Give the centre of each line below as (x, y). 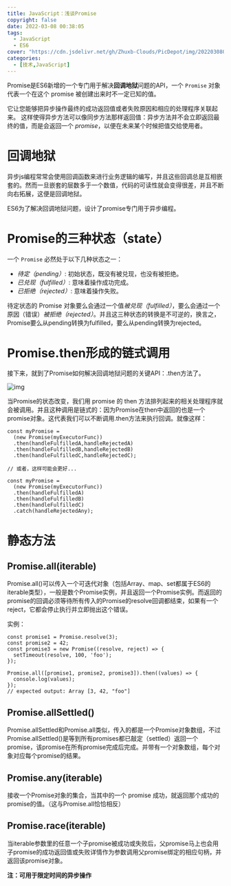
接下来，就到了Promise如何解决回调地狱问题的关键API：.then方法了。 (106, 373)
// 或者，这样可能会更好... (42, 469)
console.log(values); (44, 679)
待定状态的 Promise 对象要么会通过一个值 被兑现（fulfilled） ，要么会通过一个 (114, 305)
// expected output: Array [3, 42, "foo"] (69, 692)
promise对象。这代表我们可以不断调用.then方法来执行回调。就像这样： (107, 419)
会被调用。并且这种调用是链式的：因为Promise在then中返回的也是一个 (106, 410)
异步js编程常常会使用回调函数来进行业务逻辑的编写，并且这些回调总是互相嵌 (115, 176)
